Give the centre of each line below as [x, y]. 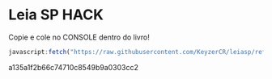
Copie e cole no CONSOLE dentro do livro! [79, 37]
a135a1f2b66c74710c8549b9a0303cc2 [74, 67]
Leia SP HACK [56, 15]
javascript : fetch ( [39, 52]
